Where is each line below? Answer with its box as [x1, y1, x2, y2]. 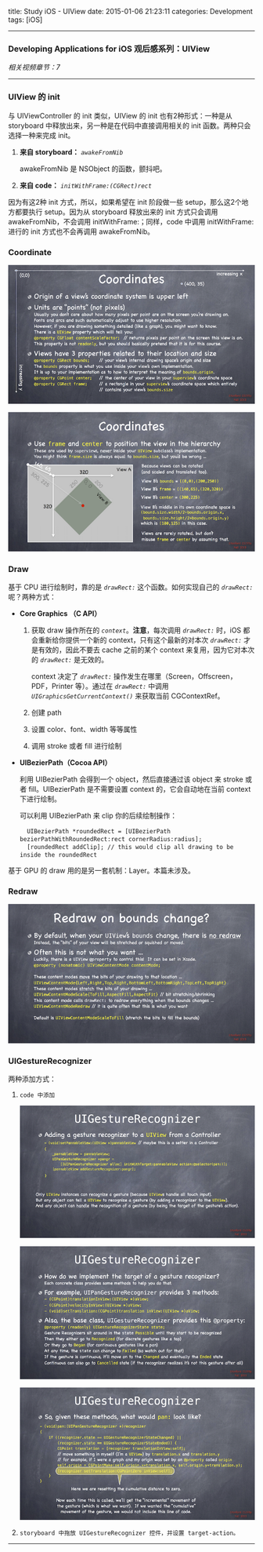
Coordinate [8, 246, 52, 257]
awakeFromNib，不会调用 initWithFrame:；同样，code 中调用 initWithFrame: [8, 217, 254, 226]
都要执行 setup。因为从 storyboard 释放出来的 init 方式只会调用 [14, 207, 218, 217]
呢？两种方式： [8, 592, 56, 602]
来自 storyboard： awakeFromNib [19, 147, 124, 156]
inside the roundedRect [19, 851, 98, 859]
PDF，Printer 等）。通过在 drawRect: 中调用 [31, 682, 170, 691]
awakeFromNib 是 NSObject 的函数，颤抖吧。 [19, 164, 167, 173]
